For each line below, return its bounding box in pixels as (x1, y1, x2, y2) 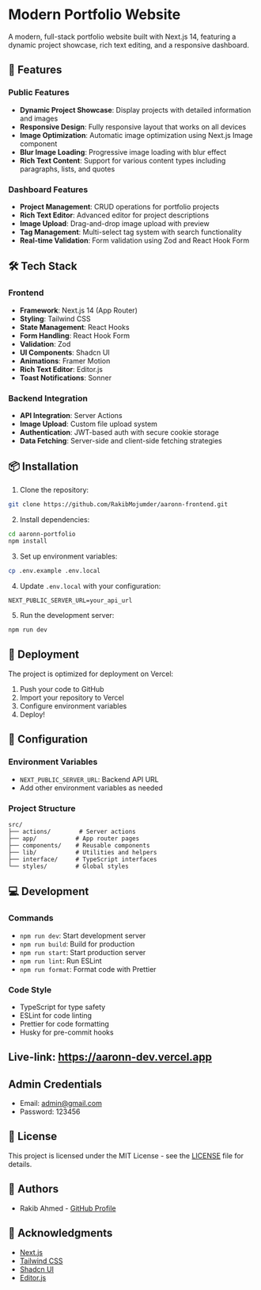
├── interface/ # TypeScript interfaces (8, 855, 157, 863)
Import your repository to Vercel (19, 693, 124, 702)
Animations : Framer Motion (19, 355, 111, 366)
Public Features (8, 87, 70, 98)
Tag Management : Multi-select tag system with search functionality (19, 227, 242, 236)
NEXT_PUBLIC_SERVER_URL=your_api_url (8, 597, 133, 605)
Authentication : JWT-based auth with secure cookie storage (19, 427, 219, 437)
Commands (8, 912, 54, 923)
